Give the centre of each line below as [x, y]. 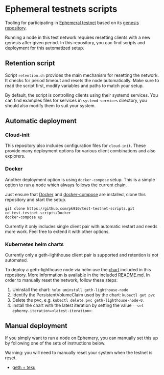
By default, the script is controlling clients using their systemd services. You [82, 95]
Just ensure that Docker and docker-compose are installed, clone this [75, 194]
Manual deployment [36, 326]
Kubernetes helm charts [35, 244]
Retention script [30, 63]
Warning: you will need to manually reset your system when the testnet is [79, 352]
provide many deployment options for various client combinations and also [80, 151]
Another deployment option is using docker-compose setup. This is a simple [80, 179]
